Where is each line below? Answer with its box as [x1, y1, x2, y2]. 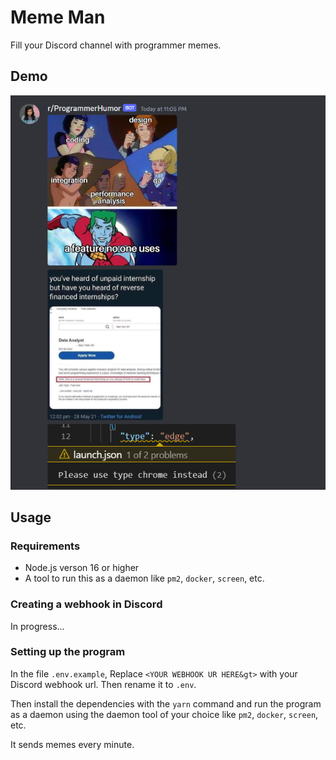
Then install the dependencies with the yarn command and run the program [10, 697, 322, 710]
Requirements [10, 539, 81, 553]
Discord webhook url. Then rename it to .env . [10, 678, 197, 690]
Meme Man [10, 6, 106, 29]
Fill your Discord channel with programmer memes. [10, 39, 222, 51]
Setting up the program [10, 645, 126, 659]
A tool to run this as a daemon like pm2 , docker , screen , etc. [24, 572, 265, 585]
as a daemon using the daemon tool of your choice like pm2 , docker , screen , [10, 708, 319, 720]
